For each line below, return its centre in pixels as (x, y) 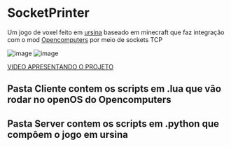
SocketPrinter (48, 13)
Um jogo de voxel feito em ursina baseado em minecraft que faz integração (116, 32)
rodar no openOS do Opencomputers (89, 100)
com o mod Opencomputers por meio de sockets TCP (85, 39)
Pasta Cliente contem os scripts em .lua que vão (114, 89)
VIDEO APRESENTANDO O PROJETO (61, 66)
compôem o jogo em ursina (68, 134)
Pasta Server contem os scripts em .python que (113, 124)
